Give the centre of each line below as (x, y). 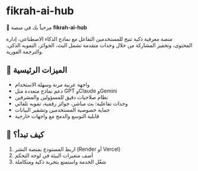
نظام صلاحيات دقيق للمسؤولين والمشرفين (61, 97)
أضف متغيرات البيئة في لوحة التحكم (54, 155)
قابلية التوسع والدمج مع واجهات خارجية (57, 116)
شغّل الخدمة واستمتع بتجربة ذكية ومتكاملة (60, 161)
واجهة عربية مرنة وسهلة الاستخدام (52, 84)
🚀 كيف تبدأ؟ (25, 135)
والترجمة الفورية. (25, 51)
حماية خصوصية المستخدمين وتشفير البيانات (62, 110)
